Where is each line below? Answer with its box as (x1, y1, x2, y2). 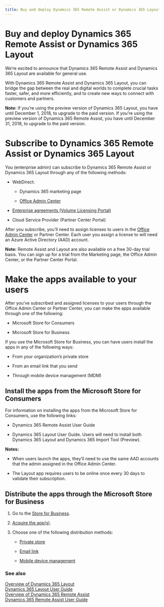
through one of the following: (5, 311, 63, 316)
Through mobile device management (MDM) (12, 373, 102, 379)
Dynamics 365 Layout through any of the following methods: (5, 169, 127, 175)
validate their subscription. (12, 475, 66, 482)
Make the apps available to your (5, 273, 137, 285)
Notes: (5, 446, 20, 452)
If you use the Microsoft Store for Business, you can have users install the (5, 339, 153, 345)
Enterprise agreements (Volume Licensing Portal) (12, 207, 111, 213)
